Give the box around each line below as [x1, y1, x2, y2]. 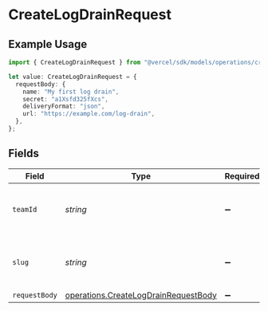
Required [224, 170, 260, 181]
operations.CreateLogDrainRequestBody [65, 289, 217, 301]
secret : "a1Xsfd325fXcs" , [22, 95, 109, 103]
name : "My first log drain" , [22, 88, 120, 96]
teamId [12, 205, 37, 214]
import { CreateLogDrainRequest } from [8, 58, 141, 66]
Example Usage [8, 37, 88, 51]
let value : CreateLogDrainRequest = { [8, 73, 137, 81]
